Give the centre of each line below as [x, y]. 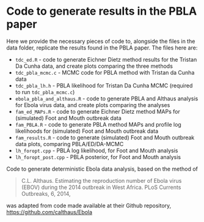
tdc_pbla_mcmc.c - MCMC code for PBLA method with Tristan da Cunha [105, 72]
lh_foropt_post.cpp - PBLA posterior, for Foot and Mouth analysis [98, 157]
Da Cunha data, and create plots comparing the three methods [94, 66]
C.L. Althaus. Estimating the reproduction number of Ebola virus [101, 180]
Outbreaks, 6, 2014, [46, 193]
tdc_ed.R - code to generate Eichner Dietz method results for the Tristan [106, 59]
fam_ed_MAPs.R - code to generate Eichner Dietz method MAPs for [97, 111]
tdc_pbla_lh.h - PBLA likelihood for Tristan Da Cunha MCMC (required [104, 85]
